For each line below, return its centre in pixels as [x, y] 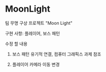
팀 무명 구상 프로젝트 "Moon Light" [39, 23]
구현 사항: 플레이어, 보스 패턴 [33, 33]
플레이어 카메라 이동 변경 [36, 64]
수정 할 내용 [16, 44]
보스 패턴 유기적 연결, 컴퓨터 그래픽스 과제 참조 [57, 54]
